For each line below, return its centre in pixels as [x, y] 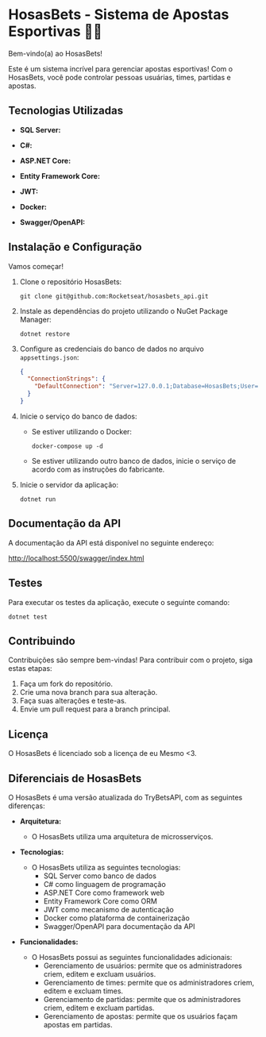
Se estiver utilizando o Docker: [82, 431]
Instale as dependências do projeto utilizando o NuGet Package [124, 310]
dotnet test [28, 617]
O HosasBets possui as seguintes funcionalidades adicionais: [132, 957]
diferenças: [27, 806]
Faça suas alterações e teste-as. [73, 701]
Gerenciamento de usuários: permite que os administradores [143, 966]
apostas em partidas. [78, 1025]
